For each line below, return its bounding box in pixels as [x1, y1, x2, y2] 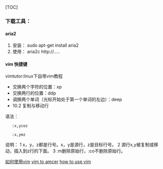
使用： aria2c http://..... [12, 49, 60, 55]
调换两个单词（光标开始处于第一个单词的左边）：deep [12, 97, 122, 103]
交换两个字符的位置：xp [12, 84, 62, 90]
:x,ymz [12, 132, 26, 137]
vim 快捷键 [5, 61, 28, 67]
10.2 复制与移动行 [12, 103, 49, 109]
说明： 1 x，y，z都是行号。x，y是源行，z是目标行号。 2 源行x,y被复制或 [5, 142, 154, 148]
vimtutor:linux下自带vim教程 [5, 73, 63, 79]
